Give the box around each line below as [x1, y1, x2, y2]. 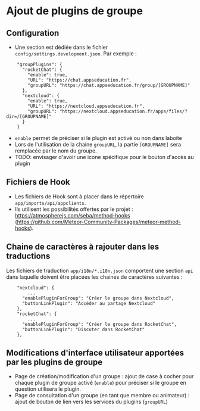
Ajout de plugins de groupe [6, 4, 143, 18]
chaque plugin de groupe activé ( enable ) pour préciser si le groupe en [14, 379, 186, 387]
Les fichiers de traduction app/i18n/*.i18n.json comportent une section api [6, 267, 193, 274]
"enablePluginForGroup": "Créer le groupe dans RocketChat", [21, 321, 177, 327]
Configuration [6, 28, 60, 38]
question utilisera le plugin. [14, 385, 82, 393]
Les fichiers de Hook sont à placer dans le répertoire [14, 192, 144, 200]
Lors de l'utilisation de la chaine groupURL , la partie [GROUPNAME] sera [14, 141, 182, 148]
